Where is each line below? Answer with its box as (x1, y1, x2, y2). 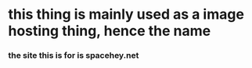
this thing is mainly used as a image (8, 5, 245, 23)
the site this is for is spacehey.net (8, 50, 139, 61)
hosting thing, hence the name (8, 22, 211, 40)
